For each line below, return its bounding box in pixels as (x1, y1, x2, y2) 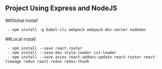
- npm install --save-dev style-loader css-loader (7, 50, 116, 55)
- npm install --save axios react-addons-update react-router (7, 54, 142, 59)
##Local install (5, 36, 36, 42)
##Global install (5, 17, 38, 23)
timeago (5, 59, 22, 64)
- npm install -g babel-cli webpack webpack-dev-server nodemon (7, 27, 146, 32)
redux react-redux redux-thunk (23, 59, 90, 64)
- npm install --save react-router (7, 45, 83, 51)
